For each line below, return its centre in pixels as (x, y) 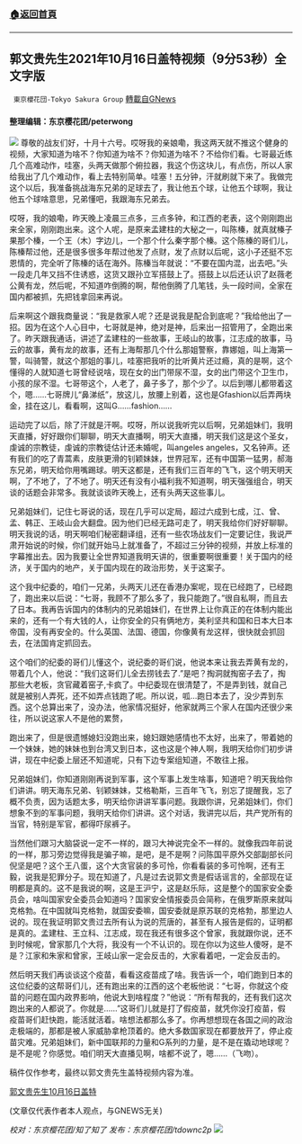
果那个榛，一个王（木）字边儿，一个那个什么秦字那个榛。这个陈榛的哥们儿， (151, 241)
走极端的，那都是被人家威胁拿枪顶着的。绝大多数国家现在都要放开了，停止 (147, 1031)
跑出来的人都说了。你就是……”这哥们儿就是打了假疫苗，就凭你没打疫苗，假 (147, 1008)
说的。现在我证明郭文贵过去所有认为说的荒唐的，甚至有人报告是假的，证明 (147, 922)
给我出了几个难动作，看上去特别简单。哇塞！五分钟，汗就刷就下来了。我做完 (151, 176)
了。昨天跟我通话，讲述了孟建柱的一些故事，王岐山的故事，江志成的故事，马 (151, 338)
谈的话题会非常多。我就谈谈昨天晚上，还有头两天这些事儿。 (120, 493)
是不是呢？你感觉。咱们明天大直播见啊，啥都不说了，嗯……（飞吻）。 (136, 1053)
